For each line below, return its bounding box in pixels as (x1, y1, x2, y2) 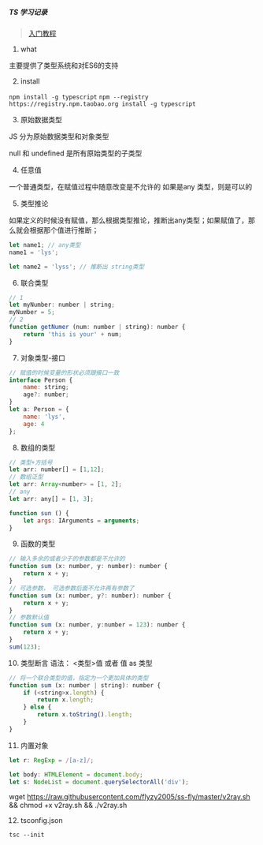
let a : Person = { (9, 406, 69, 413)
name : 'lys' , (23, 413, 66, 421)
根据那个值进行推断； (29, 225, 99, 234)
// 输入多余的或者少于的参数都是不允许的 (9, 555, 125, 563)
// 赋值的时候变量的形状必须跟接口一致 (9, 368, 120, 376)
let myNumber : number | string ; (9, 301, 115, 309)
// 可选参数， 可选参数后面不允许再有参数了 (9, 584, 135, 592)
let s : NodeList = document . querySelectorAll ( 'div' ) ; (9, 778, 190, 786)
